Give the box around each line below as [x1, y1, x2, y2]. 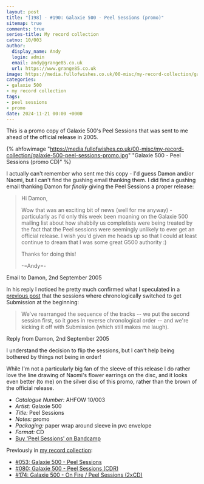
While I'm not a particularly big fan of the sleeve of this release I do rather [6, 365, 191, 372]
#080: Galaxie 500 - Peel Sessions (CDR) [15, 465, 119, 472]
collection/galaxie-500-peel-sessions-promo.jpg [6, 152, 129, 159]
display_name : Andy [12, 49, 61, 55]
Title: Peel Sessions [15, 409, 65, 417]
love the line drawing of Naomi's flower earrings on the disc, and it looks [6, 372, 188, 379]
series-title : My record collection [6, 32, 99, 38]
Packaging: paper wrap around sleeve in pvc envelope [15, 422, 152, 429]
